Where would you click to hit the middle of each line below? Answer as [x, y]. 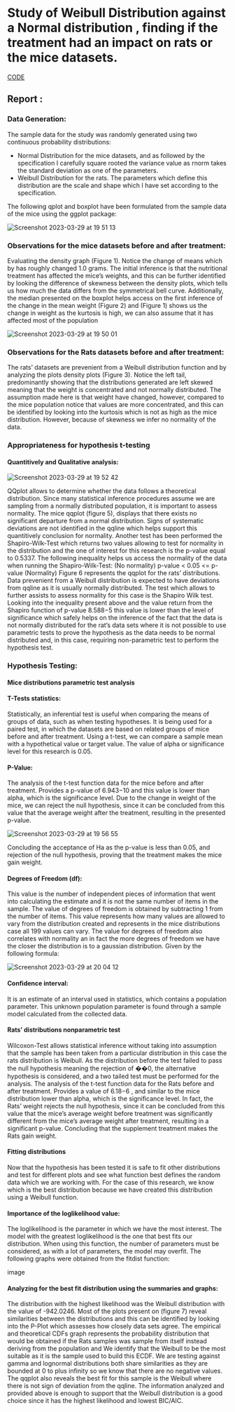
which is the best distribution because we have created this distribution [110, 1190]
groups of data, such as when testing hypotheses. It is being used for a [110, 722]
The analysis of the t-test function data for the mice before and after [106, 783]
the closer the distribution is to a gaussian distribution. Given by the [104, 946]
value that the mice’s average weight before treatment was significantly [110, 1113]
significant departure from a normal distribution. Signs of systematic [106, 521]
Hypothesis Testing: [43, 666]
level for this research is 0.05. [50, 751]
